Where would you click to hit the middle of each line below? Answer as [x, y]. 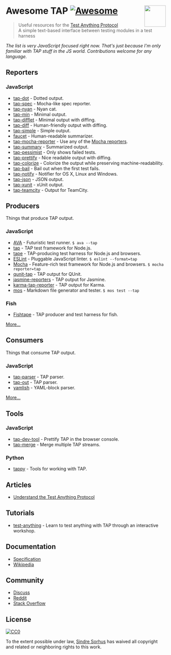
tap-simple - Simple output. [42, 130]
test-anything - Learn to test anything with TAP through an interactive [86, 525]
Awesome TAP [37, 11]
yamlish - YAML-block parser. [44, 388]
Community [25, 580]
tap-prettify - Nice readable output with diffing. [62, 157]
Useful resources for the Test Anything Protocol [68, 25]
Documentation [31, 547]
